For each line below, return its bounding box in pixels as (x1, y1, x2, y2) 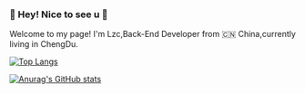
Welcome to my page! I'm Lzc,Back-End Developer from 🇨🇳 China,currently (9, 29, 296, 40)
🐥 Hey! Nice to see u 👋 (9, 8, 108, 21)
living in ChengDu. (9, 39, 79, 50)
